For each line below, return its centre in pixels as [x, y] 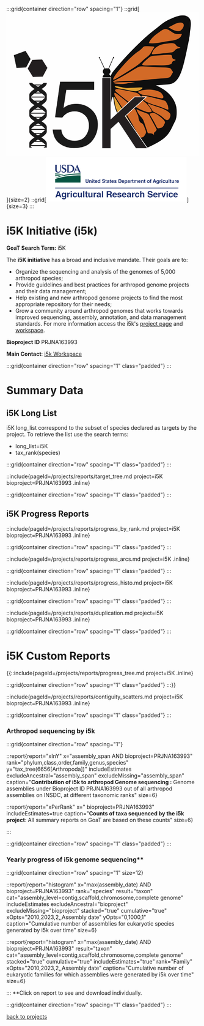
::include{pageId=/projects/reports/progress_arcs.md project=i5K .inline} [98, 559]
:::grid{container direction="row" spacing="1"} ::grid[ [73, 9]
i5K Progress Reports [48, 514]
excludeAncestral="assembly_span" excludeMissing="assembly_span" [95, 775]
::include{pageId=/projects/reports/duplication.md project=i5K [85, 613]
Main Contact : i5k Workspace [44, 354]
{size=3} [17, 206]
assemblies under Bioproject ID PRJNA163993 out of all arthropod [89, 788]
